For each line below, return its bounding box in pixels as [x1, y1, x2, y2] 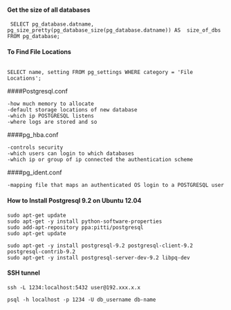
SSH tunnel [7, 268, 40, 277]
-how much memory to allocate [7, 100, 95, 107]
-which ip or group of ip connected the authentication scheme [7, 156, 194, 163]
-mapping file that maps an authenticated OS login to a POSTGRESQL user [7, 182, 225, 189]
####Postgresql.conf [7, 87, 68, 95]
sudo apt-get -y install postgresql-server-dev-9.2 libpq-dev [7, 254, 190, 261]
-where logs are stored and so [7, 118, 98, 126]
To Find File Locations [7, 47, 71, 55]
